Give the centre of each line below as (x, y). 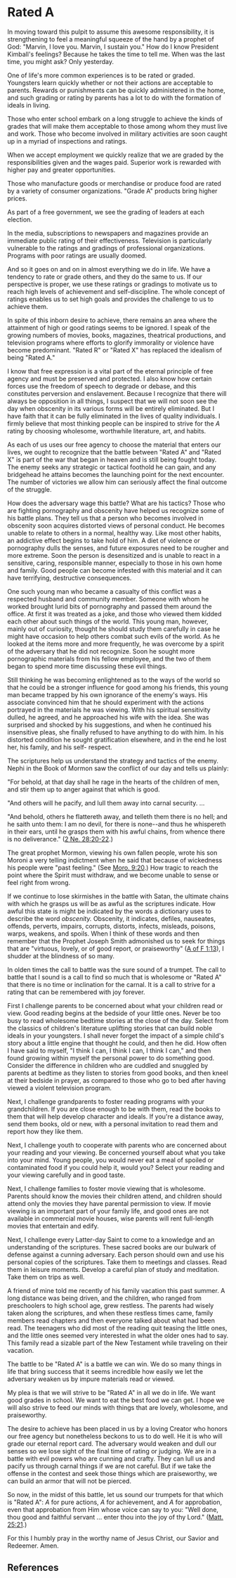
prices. (17, 198)
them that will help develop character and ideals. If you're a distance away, (116, 1116)
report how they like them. (45, 1131)
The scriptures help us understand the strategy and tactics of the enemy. (113, 761)
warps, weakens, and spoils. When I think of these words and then (104, 934)
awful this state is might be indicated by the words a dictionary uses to (110, 911)
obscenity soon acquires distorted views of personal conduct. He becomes (116, 526)
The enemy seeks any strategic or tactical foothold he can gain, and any (112, 467)
